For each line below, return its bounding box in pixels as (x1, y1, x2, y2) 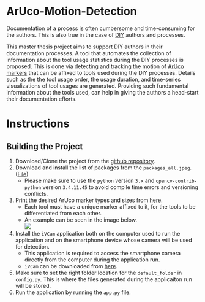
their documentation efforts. (6, 95, 77, 103)
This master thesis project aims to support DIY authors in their (6, 43, 163, 50)
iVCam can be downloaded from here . (24, 262, 118, 269)
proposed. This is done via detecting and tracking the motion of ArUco (6, 63, 184, 70)
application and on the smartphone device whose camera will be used (15, 236, 193, 244)
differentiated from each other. (24, 209, 102, 217)
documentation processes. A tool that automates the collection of (6, 49, 171, 56)
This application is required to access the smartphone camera (24, 249, 181, 257)
